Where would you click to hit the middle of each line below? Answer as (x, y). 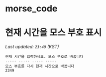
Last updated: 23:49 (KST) (32, 47)
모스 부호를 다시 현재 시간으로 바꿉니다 (40, 66)
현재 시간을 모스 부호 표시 (53, 33)
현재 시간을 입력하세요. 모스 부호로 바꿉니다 (44, 57)
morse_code (31, 9)
